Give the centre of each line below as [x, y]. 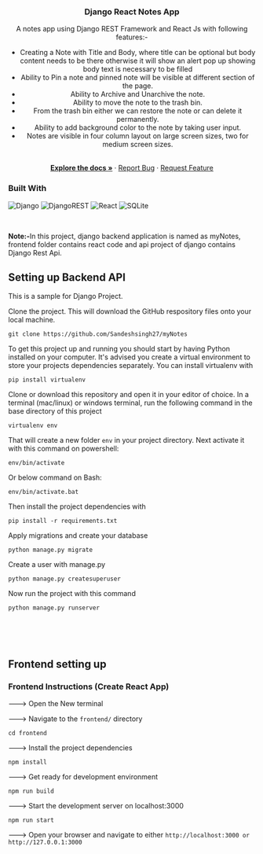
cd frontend [27, 734]
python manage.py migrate [50, 550]
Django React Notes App [132, 12]
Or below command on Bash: [55, 477]
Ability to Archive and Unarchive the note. [138, 94]
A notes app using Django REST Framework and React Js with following [132, 29]
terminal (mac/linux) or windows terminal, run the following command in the [130, 403]
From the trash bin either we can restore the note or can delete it [138, 111]
